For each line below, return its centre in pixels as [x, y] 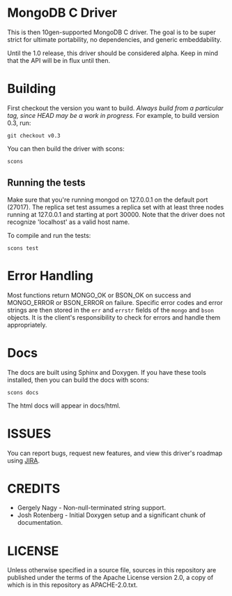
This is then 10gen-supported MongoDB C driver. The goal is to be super [111, 32]
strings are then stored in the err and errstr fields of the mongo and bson [111, 310]
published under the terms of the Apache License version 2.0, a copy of [110, 578]
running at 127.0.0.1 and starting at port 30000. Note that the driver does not [116, 214]
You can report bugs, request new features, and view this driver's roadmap [115, 453]
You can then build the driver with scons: [66, 149]
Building [32, 89]
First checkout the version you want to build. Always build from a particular [116, 108]
